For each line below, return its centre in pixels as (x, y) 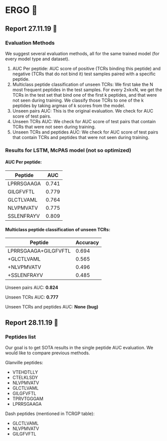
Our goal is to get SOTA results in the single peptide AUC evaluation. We (79, 347)
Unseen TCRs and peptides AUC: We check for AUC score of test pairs (85, 132)
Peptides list (21, 337)
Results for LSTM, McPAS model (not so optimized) (68, 150)
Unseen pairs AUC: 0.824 (32, 288)
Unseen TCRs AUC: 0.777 (32, 297)
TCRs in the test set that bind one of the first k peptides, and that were (84, 95)
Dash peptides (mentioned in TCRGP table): (50, 414)
